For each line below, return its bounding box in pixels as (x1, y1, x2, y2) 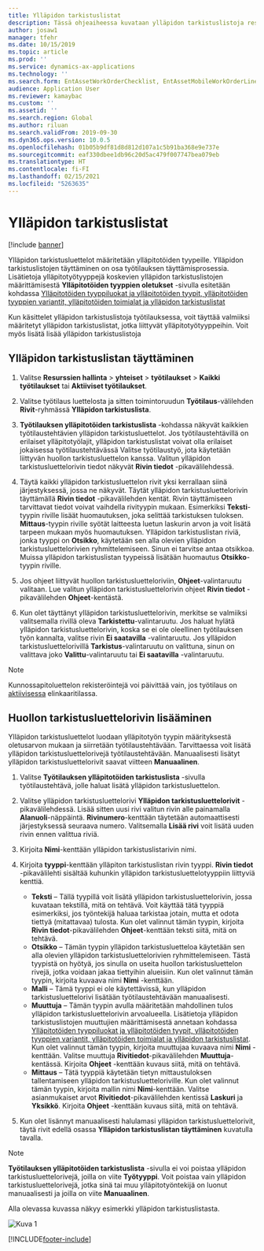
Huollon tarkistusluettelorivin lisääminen (8, 711, 212, 724)
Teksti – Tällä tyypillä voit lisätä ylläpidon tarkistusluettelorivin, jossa (31, 892, 253, 901)
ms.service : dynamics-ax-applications (8, 63, 135, 71)
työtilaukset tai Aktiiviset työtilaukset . (19, 381, 148, 390)
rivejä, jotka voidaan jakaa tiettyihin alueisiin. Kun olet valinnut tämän (31, 968, 254, 977)
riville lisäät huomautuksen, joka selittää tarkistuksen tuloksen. (42, 510, 244, 520)
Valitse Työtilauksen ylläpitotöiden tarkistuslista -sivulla (19, 772, 206, 782)
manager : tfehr (8, 33, 58, 42)
